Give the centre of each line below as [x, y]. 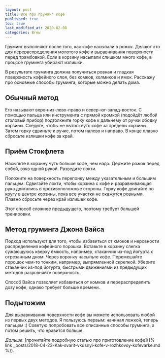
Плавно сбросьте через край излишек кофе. [52, 199]
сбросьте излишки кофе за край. [39, 136]
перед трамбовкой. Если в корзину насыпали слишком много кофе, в [79, 57]
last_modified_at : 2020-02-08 [36, 28]
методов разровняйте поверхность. [43, 273]
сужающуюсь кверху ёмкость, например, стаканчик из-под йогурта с [79, 251]
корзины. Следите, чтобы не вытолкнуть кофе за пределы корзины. [76, 125]
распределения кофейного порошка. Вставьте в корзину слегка [73, 247]
